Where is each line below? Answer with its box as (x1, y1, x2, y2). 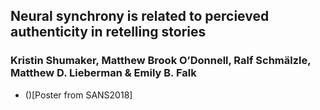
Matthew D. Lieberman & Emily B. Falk (10, 66, 197, 80)
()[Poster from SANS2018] (24, 89, 133, 101)
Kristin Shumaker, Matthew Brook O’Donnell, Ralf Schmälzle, (10, 54, 312, 68)
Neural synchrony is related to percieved (10, 8, 270, 25)
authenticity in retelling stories (10, 24, 207, 41)
